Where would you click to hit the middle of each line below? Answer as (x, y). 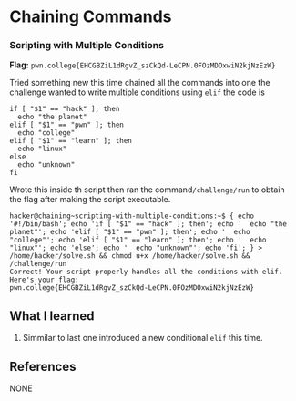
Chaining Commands (91, 17)
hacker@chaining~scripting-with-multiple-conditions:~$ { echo (132, 216)
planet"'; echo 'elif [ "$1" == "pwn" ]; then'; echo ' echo (130, 232)
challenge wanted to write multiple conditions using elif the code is (138, 92)
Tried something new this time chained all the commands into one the (140, 83)
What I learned (52, 316)
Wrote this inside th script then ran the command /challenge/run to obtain (147, 190)
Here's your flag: (44, 280)
